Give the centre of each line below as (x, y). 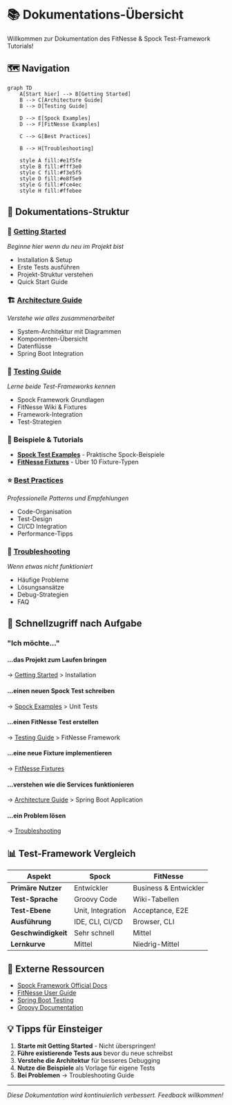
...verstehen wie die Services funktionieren (71, 784)
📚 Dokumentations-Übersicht (96, 15)
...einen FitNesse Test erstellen (53, 722)
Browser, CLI (154, 922)
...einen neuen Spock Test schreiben (61, 691)
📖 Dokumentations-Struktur (68, 212)
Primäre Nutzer (36, 888)
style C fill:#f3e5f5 (50, 172)
